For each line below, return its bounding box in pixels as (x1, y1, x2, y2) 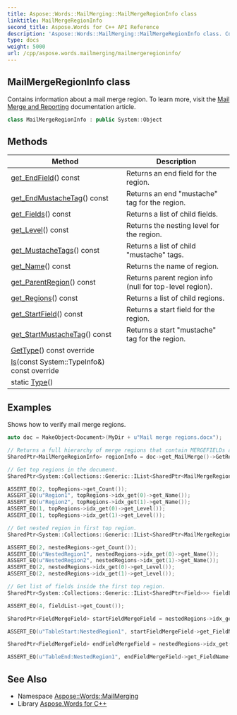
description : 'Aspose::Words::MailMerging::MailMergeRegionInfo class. (7, 30, 222, 38)
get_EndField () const (11, 173, 80, 183)
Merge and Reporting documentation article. (7, 102, 136, 110)
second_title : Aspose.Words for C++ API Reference (7, 23, 159, 30)
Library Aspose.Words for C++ (17, 699, 107, 708)
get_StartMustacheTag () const (11, 330, 111, 340)
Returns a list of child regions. (126, 293, 225, 303)
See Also (7, 673, 47, 685)
